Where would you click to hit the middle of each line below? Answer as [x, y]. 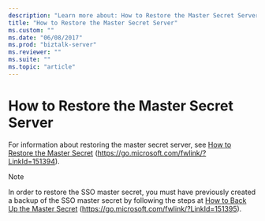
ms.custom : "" [32, 30]
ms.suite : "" [30, 60]
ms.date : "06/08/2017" [45, 37]
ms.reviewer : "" [35, 52]
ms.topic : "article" [42, 67]
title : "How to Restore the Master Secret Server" [93, 23]
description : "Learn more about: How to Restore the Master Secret [121, 15]
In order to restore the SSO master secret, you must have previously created [132, 192]
